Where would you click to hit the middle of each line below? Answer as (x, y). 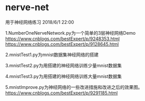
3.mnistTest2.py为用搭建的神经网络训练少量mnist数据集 (64, 65)
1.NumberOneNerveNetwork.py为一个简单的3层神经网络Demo (70, 33)
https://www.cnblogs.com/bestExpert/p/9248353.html (63, 39)
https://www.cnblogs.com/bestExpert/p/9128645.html (62, 44)
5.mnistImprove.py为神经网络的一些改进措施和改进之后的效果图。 (74, 87)
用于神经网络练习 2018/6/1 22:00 (40, 22)
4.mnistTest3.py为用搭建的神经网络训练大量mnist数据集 (64, 76)
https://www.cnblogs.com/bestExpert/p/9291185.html (62, 93)
